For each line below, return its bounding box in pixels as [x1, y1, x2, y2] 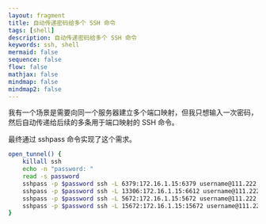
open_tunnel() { [8, 150, 62, 158]
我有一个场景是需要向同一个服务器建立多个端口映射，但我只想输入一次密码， [8, 108, 258, 117]
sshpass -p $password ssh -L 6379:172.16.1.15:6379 [22, 180, 196, 188]
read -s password [22, 173, 80, 180]
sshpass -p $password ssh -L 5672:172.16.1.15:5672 [22, 195, 196, 203]
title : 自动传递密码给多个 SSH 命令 [8, 19, 116, 27]
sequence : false [8, 56, 62, 64]
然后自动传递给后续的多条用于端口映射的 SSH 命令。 [8, 118, 180, 127]
